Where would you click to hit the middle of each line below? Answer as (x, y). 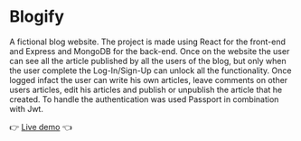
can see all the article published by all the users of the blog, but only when (148, 61)
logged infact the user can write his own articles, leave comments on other (149, 80)
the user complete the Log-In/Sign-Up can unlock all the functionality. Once (150, 70)
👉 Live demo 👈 (41, 127)
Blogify (37, 17)
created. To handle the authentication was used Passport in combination (144, 99)
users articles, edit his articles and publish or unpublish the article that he (146, 89)
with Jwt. (26, 108)
